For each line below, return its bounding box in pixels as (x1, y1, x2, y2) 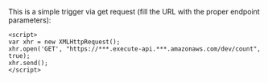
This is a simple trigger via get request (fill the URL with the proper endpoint (8, 7, 260, 16)
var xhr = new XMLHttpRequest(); (8, 38, 121, 46)
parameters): (8, 15, 52, 25)
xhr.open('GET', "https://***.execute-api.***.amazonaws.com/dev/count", (8, 45, 262, 53)
